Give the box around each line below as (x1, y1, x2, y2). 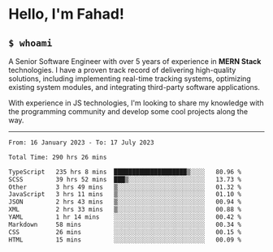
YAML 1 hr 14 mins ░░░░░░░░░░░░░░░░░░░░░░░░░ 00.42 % (8, 213, 242, 221)
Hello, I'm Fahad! (8, 5, 124, 23)
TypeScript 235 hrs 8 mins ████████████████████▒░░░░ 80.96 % (8, 168, 242, 176)
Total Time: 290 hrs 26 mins (8, 153, 107, 161)
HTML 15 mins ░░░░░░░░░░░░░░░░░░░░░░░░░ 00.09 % (8, 236, 242, 244)
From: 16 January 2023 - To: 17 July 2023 (8, 139, 154, 147)
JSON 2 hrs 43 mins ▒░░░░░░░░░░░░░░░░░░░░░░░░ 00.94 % (8, 198, 242, 207)
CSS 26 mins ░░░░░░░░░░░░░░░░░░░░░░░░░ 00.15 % (8, 228, 242, 236)
